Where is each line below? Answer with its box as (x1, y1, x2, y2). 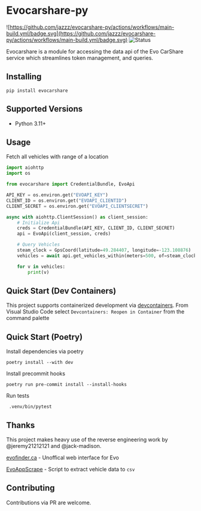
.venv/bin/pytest (8, 404, 52, 410)
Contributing (6, 483, 55, 493)
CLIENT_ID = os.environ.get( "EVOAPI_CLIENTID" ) (6, 198, 127, 204)
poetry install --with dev (6, 360, 74, 366)
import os (6, 171, 31, 177)
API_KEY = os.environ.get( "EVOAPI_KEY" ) (6, 192, 109, 198)
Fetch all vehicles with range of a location (6, 153, 109, 160)
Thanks (6, 420, 35, 430)
